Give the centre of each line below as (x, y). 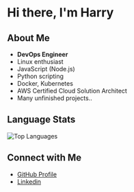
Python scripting (40, 76)
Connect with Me (44, 158)
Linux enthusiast (40, 62)
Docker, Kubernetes (45, 83)
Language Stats (41, 120)
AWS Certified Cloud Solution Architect (72, 91)
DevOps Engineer (42, 54)
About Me (28, 38)
